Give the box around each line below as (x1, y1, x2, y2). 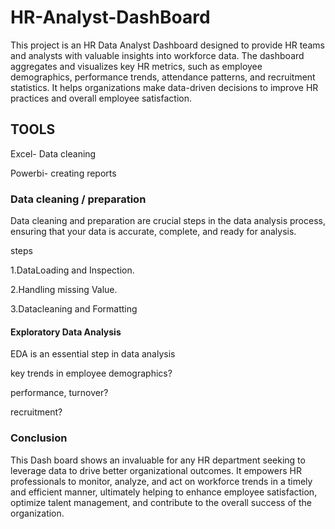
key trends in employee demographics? (10, 367, 173, 380)
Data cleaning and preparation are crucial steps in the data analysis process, (10, 215, 326, 227)
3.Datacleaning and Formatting (10, 303, 138, 315)
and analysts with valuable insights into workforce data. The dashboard (10, 49, 305, 61)
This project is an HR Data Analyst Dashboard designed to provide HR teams (10, 39, 325, 51)
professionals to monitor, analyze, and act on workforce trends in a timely (10, 475, 313, 487)
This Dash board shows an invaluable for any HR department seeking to (10, 454, 306, 466)
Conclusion (10, 431, 68, 445)
